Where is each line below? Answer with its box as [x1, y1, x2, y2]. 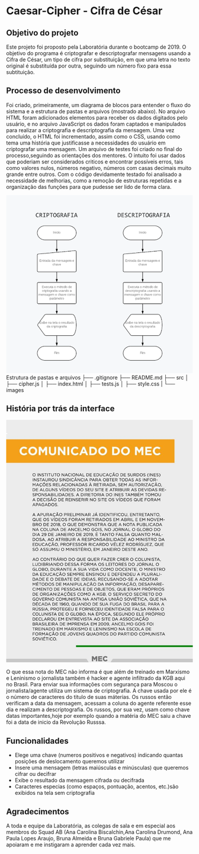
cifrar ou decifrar [14, 770, 57, 778]
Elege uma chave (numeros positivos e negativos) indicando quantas [14, 752, 184, 759]
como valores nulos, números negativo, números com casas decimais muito [6, 164, 191, 171]
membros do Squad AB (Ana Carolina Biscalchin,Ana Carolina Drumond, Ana [6, 828, 193, 836]
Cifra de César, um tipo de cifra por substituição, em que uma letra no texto [6, 56, 191, 63]
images [6, 386, 24, 393]
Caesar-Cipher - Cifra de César [6, 4, 163, 18]
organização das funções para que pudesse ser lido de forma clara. [6, 183, 172, 190]
